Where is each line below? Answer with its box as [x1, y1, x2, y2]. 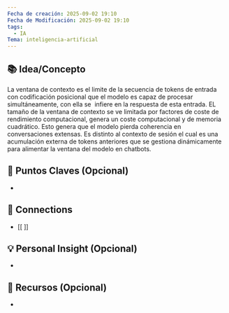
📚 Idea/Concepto [7, 63, 86, 75]
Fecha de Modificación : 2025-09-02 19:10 [7, 17, 130, 24]
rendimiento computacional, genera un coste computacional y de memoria [7, 115, 222, 123]
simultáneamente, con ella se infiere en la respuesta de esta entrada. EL [7, 99, 216, 109]
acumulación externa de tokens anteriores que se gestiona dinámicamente [7, 137, 222, 146]
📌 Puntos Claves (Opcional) [7, 165, 129, 177]
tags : [7, 23, 23, 30]
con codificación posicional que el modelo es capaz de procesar [7, 92, 193, 101]
